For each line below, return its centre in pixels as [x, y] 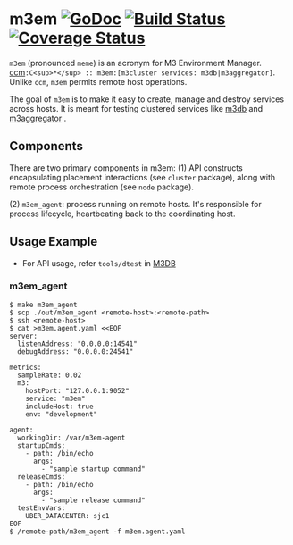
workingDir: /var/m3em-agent [71, 438]
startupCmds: [42, 445]
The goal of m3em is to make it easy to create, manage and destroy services [146, 99]
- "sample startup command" [93, 469]
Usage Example [54, 242]
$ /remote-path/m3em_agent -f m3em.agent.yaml [97, 532]
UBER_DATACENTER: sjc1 [67, 516]
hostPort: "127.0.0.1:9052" [77, 390]
